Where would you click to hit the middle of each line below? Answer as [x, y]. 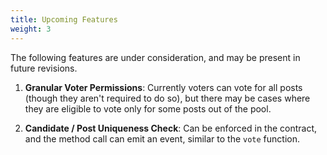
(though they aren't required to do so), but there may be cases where [167, 98]
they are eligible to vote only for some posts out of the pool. [148, 108]
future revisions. [44, 68]
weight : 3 [31, 29]
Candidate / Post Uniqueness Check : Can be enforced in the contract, [171, 128]
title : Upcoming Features [64, 19]
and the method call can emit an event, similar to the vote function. [162, 138]
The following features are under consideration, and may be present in [155, 57]
